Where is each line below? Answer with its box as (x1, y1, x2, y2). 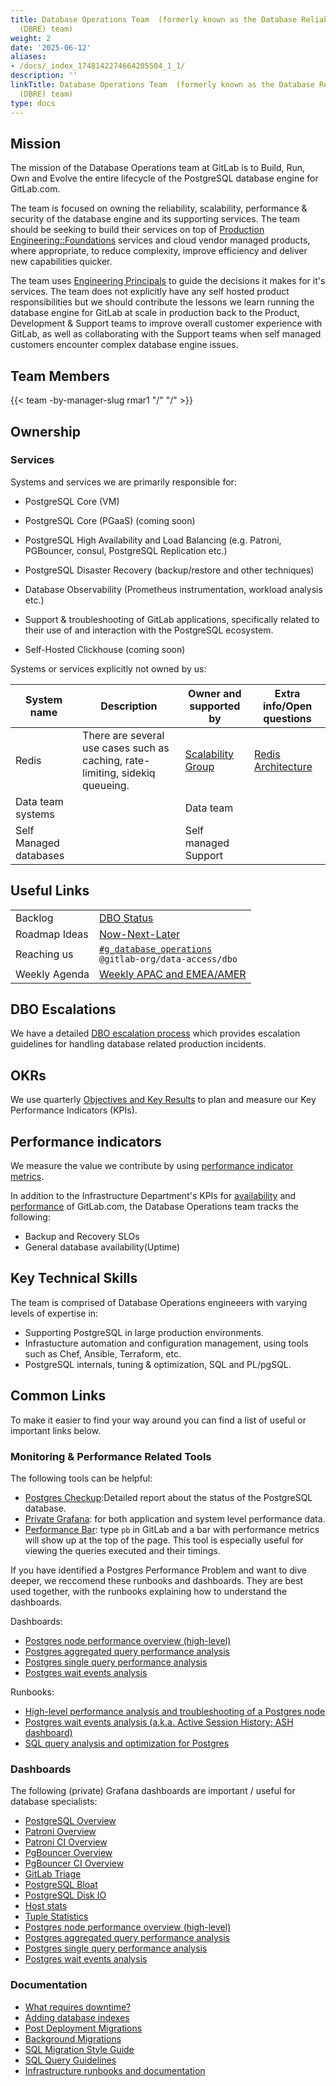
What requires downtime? (24, 2001, 132, 2013)
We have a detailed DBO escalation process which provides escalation (10, 1027, 301, 1040)
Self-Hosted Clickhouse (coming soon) (24, 643, 186, 655)
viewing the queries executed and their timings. (24, 1544, 221, 1556)
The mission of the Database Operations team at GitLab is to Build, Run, (10, 162, 306, 174)
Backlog (15, 911, 54, 925)
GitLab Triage (24, 1868, 82, 1880)
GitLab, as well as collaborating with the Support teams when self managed (10, 328, 322, 340)
